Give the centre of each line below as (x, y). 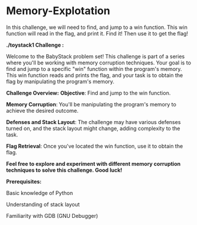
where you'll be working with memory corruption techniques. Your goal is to (98, 63)
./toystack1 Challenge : (35, 45)
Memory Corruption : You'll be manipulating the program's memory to (91, 104)
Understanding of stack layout (43, 204)
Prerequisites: (24, 181)
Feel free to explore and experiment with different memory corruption (93, 164)
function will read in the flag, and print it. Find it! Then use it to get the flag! (97, 33)
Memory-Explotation (58, 11)
